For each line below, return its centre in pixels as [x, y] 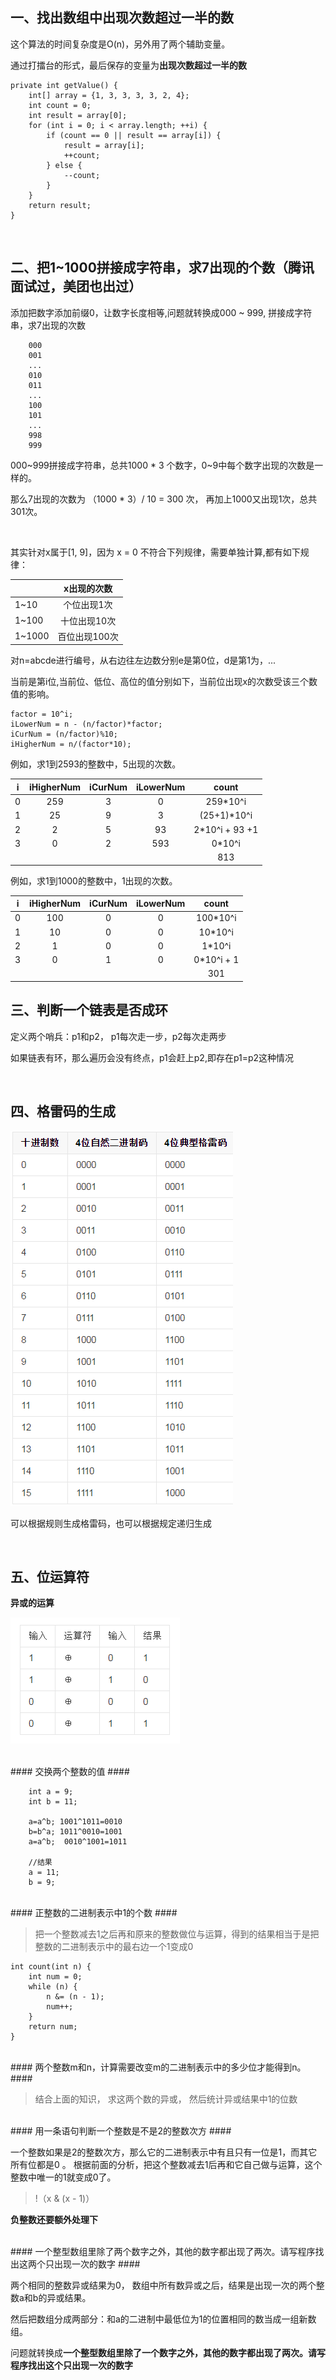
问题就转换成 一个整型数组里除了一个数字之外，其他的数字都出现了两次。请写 [168, 2353]
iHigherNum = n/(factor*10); [71, 744]
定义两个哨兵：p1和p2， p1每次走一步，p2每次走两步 [118, 1036]
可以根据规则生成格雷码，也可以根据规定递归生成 [111, 1523]
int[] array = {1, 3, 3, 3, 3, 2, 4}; [109, 95]
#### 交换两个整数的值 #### [70, 1772]
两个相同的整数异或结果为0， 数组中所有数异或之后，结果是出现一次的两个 [163, 2285]
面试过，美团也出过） [76, 286]
